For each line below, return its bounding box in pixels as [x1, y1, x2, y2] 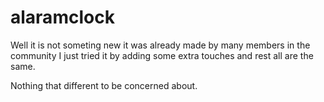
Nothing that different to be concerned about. [10, 79, 198, 91]
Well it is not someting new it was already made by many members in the [10, 39, 311, 51]
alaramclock [10, 6, 115, 29]
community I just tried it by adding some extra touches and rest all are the [10, 49, 314, 61]
